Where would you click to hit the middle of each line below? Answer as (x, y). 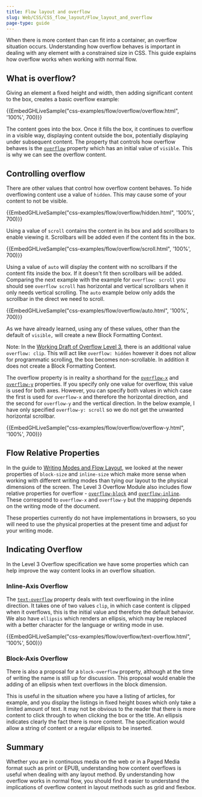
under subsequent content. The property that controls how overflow (91, 142)
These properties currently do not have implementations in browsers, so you (101, 518)
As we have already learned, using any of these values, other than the (93, 329)
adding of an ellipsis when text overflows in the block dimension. (87, 684)
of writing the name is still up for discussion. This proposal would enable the (101, 678)
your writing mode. (30, 531)
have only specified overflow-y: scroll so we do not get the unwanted (95, 410)
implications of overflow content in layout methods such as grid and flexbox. (101, 787)
